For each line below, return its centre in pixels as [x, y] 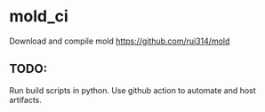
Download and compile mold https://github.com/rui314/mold [120, 41]
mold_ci [39, 16]
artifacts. [26, 100]
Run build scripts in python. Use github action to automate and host [132, 90]
